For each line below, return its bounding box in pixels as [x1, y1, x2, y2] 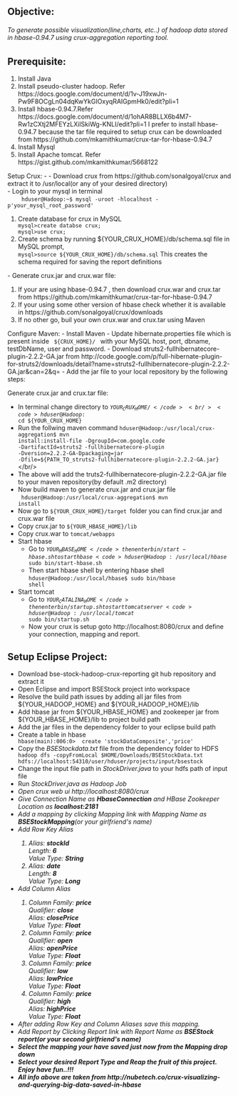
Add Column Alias [17, 884, 71, 892]
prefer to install [151, 120, 196, 129]
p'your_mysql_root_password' [7, 202, 94, 209]
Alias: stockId [28, 839, 70, 847]
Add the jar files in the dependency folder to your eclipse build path [17, 722, 216, 731]
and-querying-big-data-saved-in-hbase [17, 1080, 142, 1089]
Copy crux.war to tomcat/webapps [17, 529, 115, 538]
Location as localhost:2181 [17, 802, 98, 810]
